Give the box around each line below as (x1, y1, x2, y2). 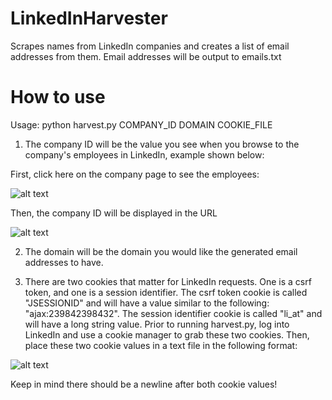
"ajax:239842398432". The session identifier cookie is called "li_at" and (24, 307, 323, 319)
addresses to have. (24, 256, 104, 268)
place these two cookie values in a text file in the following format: (24, 339, 298, 351)
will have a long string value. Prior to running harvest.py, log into (24, 318, 290, 330)
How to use (10, 86, 106, 109)
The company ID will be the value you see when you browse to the (24, 138, 300, 150)
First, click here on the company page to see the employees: (10, 168, 260, 180)
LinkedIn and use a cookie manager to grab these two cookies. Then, (24, 328, 310, 341)
